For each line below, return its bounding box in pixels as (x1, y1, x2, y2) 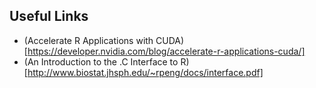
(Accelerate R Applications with (23, 34, 154, 46)
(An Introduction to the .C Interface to (23, 55, 179, 68)
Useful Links (9, 8, 89, 25)
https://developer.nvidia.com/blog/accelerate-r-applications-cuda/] (27, 45, 306, 57)
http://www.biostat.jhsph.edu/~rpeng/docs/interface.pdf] (27, 66, 264, 78)
